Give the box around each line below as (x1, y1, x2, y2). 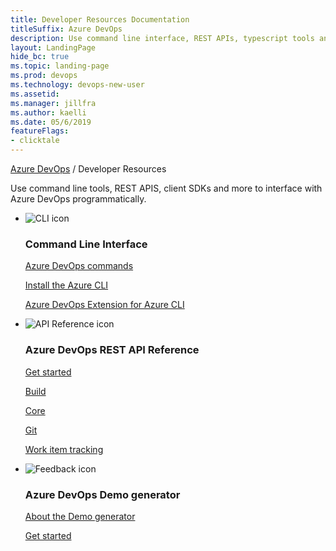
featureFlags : (10, 126, 70, 136)
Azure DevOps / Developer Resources (10, 163, 167, 175)
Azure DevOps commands (24, 260, 134, 272)
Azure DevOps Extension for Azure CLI (24, 299, 185, 311)
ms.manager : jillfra (10, 98, 97, 108)
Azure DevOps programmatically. (10, 193, 147, 205)
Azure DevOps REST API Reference (24, 343, 200, 357)
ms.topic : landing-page (10, 61, 110, 71)
